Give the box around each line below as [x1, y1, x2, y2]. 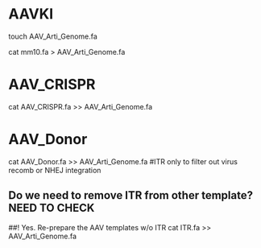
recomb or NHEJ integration [8, 165, 101, 175]
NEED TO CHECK [8, 201, 95, 215]
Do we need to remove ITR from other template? [8, 188, 254, 202]
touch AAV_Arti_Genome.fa [8, 31, 98, 41]
